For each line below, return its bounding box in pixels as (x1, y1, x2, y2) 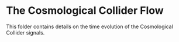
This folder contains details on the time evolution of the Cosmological (6, 23, 174, 30)
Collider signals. (6, 29, 45, 36)
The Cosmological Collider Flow (6, 4, 164, 17)
